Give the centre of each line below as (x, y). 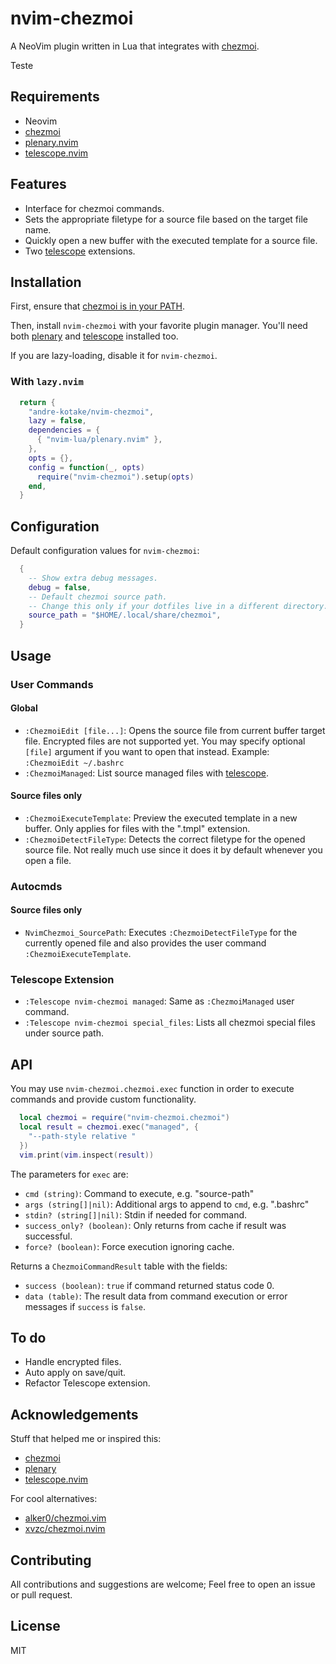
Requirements (55, 97)
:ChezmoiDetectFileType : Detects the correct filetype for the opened (165, 839)
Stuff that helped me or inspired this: (86, 1439)
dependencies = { (64, 430)
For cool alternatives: (54, 1499)
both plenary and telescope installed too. (94, 336)
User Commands (52, 684)
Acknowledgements (74, 1414)
